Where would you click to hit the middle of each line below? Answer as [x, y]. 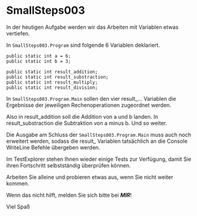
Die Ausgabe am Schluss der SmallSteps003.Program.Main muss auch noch [99, 134]
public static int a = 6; [38, 56]
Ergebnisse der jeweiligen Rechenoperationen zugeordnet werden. [89, 105]
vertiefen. [18, 33]
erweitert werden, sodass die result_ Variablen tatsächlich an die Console [97, 141]
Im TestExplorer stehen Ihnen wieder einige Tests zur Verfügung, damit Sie [99, 159]
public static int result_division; [52, 88]
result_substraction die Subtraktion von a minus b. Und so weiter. [86, 123]
